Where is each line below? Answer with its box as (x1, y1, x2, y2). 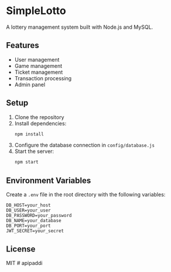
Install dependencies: (14, 120, 67, 127)
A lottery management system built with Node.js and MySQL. (6, 23, 153, 30)
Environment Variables (6, 175, 91, 185)
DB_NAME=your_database (6, 218, 61, 224)
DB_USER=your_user (6, 208, 51, 213)
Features (6, 40, 39, 50)
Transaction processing (14, 74, 72, 81)
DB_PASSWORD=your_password (6, 213, 72, 219)
